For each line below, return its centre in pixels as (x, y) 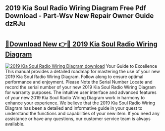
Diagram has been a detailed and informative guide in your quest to (74, 108)
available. (15, 124)
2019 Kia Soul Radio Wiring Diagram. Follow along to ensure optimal (74, 77)
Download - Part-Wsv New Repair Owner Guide (80, 16)
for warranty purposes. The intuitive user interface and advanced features (81, 92)
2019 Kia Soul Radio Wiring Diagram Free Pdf (76, 8)
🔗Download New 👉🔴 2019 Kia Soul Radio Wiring (81, 44)
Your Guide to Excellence (132, 66)
